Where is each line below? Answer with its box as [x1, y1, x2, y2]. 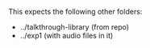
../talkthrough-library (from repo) [19, 22, 130, 31]
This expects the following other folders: [8, 7, 143, 16]
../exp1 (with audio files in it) [19, 31, 114, 40]
